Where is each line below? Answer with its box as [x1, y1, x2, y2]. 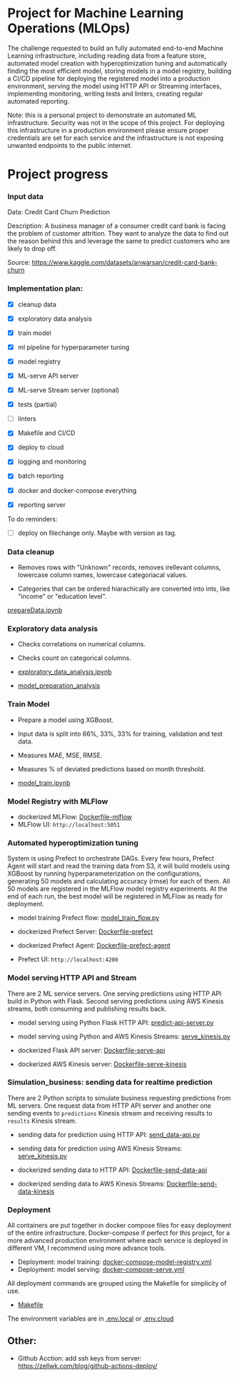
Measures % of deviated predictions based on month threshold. [17, 764, 205, 773]
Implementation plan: [7, 284, 83, 294]
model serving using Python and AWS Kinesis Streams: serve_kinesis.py [17, 1032, 230, 1041]
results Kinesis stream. [7, 1116, 77, 1125]
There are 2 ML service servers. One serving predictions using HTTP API [7, 989, 222, 998]
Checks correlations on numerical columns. [17, 640, 146, 649]
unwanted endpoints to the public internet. [7, 141, 133, 149]
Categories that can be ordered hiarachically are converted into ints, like [17, 584, 230, 594]
